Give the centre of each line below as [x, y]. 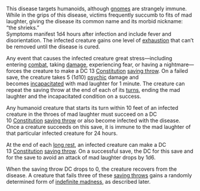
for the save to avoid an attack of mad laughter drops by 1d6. [81, 157]
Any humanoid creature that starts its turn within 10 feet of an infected [92, 108]
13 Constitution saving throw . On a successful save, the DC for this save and [100, 151]
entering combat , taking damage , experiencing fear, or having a [84, 64]
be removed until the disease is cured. [53, 47]
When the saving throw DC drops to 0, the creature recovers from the [92, 169]
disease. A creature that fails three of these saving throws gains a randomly [99, 175]
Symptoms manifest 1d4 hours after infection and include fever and [89, 34]
